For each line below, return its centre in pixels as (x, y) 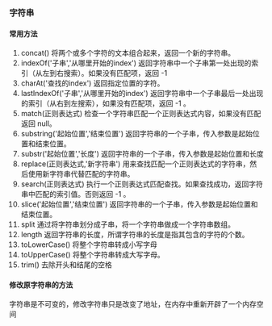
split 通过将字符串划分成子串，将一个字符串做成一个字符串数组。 (128, 224)
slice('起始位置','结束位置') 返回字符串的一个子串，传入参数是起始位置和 (139, 204)
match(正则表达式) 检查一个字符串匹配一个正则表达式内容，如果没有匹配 (141, 114)
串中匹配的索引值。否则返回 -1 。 (75, 194)
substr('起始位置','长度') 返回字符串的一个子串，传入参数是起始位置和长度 (142, 154)
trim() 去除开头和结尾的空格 (66, 265)
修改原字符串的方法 (41, 285)
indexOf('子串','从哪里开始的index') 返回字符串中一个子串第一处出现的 (136, 63)
